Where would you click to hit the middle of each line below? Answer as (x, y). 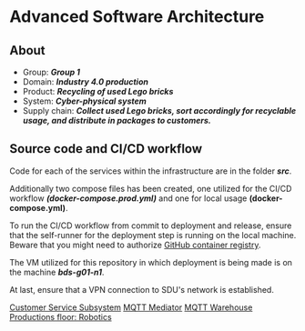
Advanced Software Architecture (137, 17)
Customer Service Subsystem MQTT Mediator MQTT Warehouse (131, 307)
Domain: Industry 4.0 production (85, 82)
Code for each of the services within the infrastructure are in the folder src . (151, 171)
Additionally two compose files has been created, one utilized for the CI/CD (151, 188)
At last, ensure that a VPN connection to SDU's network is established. (142, 289)
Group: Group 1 (51, 72)
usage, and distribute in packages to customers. (117, 120)
